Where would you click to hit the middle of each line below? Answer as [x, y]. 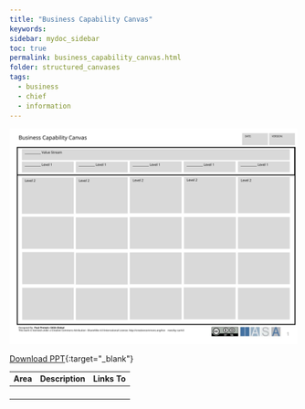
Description [63, 378]
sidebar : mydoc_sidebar [55, 38]
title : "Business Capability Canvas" [81, 19]
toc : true [28, 48]
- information [44, 106]
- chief [32, 96]
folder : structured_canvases [65, 68]
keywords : [28, 29]
